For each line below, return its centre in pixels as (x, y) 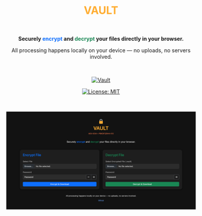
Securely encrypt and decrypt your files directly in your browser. (101, 38)
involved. (101, 56)
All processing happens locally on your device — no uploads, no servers (101, 50)
